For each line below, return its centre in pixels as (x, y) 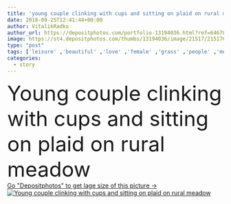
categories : (24, 58)
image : (16, 39)
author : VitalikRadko (38, 26)
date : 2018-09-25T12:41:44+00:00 (55, 20)
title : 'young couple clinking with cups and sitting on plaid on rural (113, 13)
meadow (49, 169)
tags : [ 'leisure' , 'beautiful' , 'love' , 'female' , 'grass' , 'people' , (112, 52)
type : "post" (26, 45)
